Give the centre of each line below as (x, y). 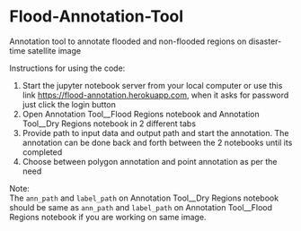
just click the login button (69, 104)
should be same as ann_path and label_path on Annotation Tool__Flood (141, 207)
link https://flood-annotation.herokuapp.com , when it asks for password (155, 95)
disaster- (265, 41)
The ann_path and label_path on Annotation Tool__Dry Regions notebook (144, 198)
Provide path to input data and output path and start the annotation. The (155, 133)
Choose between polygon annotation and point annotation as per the (150, 161)
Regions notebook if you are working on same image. (108, 217)
